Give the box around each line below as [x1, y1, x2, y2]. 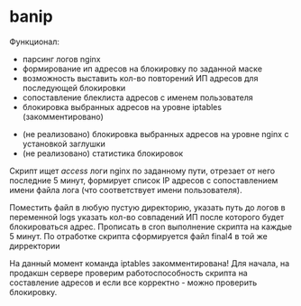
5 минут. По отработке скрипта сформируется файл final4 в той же [9, 230, 268, 241]
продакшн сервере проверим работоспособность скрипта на [9, 267, 248, 278]
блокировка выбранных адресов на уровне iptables [22, 101, 223, 112]
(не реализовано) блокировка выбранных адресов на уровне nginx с [22, 128, 289, 139]
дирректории [9, 240, 60, 251]
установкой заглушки [22, 138, 105, 149]
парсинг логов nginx [22, 53, 101, 64]
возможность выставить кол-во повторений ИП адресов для [22, 72, 259, 83]
